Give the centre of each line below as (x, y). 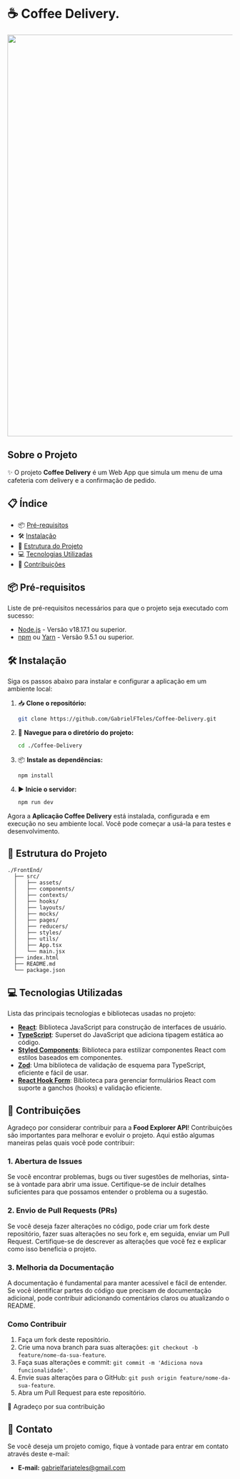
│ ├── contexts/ (41, 895)
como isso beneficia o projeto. (52, 1249)
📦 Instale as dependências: (60, 759)
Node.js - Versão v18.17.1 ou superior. (72, 630)
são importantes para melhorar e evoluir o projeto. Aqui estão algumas (111, 1135)
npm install (35, 776)
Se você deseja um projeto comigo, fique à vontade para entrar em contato (118, 1446)
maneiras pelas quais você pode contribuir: (71, 1143)
